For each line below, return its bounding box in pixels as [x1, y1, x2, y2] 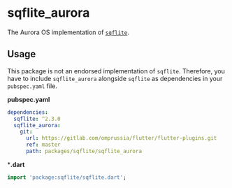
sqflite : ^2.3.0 [13, 115, 61, 122]
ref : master [25, 141, 61, 148]
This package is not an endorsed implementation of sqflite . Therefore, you [7, 66, 226, 75]
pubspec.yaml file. [7, 82, 58, 90]
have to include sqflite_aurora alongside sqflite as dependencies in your [7, 74, 223, 82]
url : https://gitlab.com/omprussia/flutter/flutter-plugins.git [25, 135, 217, 142]
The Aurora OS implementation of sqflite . [7, 28, 129, 36]
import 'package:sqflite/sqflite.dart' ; [7, 173, 127, 181]
